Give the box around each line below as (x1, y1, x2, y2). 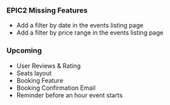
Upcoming (6, 46, 42, 55)
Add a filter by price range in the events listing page (16, 28, 164, 37)
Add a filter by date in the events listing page (16, 21, 144, 30)
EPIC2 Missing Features (6, 6, 88, 15)
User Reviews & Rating (16, 61, 81, 70)
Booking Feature (16, 76, 63, 84)
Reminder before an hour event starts (16, 90, 123, 99)
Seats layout (16, 68, 52, 77)
